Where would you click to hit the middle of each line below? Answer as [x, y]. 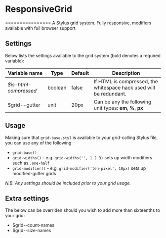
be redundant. [110, 94]
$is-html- [19, 84]
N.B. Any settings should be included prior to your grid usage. [68, 183]
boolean [57, 88]
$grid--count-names [33, 225]
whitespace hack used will [124, 88]
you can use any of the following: [39, 143]
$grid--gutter [24, 105]
